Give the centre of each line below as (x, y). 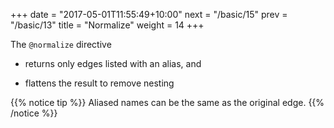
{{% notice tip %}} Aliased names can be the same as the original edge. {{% (167, 102)
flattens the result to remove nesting (99, 83)
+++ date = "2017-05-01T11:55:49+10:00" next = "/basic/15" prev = (149, 14)
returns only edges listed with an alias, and (113, 63)
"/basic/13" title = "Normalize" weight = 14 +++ (107, 25)
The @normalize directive (61, 44)
